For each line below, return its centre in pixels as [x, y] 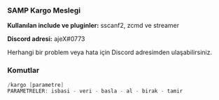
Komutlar [23, 70]
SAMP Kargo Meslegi [44, 10]
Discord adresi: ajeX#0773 [46, 39]
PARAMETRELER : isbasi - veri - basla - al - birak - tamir [95, 91]
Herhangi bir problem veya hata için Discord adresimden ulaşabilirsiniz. [109, 52]
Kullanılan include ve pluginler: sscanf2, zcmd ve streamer [93, 26]
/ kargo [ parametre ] [36, 85]
